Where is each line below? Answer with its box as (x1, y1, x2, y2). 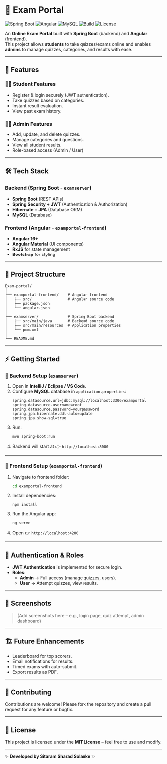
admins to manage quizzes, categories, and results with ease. (5, 46, 133, 52)
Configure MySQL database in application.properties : (12, 388, 126, 395)
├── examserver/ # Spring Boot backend (5, 314, 114, 319)
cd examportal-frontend (12, 483, 62, 489)
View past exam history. (12, 108, 62, 114)
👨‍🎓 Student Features (5, 81, 56, 88)
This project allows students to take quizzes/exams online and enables (5, 41, 151, 47)
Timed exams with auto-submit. (12, 663, 78, 669)
